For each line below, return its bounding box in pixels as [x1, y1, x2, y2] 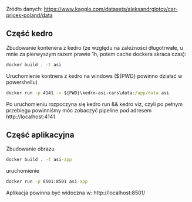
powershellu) [6, 78, 38, 85]
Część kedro [6, 29, 53, 39]
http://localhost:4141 [6, 113, 55, 120]
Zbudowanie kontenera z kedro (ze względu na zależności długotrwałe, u [6, 44, 183, 51]
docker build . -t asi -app [6, 157, 72, 163]
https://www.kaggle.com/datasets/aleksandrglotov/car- [43, 6, 178, 12]
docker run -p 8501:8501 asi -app [6, 179, 88, 184]
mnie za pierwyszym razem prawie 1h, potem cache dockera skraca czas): [6, 50, 187, 57]
